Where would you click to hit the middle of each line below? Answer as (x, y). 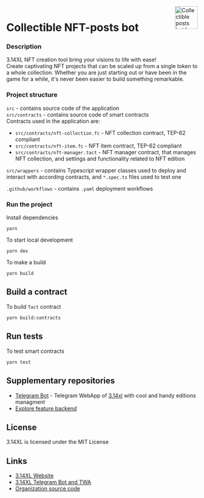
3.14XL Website (34, 476)
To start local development (40, 240)
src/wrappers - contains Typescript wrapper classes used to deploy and (96, 170)
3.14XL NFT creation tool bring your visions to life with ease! (81, 60)
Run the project (29, 204)
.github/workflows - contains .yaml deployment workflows (80, 188)
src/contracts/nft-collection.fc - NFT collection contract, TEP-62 (100, 132)
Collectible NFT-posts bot (73, 28)
